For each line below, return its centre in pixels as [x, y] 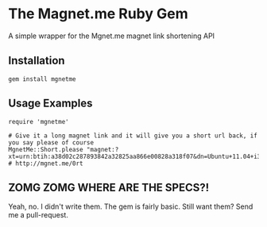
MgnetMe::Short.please [46, 149]
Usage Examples [50, 104]
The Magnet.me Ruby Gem [98, 14]
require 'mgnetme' [39, 121]
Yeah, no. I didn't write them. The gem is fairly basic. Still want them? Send [131, 206]
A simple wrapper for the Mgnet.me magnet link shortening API [112, 36]
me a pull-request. [39, 215]
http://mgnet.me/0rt [49, 164]
